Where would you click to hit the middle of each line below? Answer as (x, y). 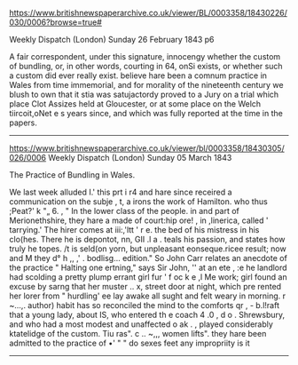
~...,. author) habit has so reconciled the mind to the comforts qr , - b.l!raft (144, 305)
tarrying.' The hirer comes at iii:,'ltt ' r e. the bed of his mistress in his (134, 230)
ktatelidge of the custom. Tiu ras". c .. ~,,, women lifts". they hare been (138, 333)
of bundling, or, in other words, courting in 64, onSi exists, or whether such (146, 66)
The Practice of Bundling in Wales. (72, 175)
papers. (23, 123)
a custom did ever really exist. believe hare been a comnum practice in (138, 75)
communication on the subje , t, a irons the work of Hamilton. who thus (138, 202)
